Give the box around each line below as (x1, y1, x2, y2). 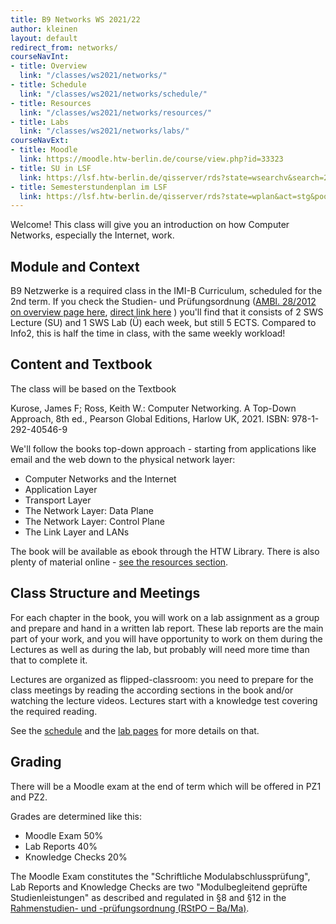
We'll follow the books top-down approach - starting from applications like (10, 442, 317, 455)
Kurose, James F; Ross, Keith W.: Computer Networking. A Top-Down (10, 402, 297, 414)
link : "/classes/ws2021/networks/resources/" (19, 107, 213, 118)
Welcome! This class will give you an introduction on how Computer (10, 219, 290, 231)
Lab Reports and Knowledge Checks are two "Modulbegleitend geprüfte (10, 881, 308, 893)
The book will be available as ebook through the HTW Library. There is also (10, 545, 320, 557)
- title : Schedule (10, 80, 87, 90)
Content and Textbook (10, 356, 153, 373)
